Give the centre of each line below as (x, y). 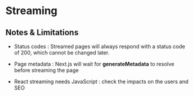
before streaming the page (46, 70)
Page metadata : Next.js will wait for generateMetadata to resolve (94, 64)
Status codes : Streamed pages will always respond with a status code (100, 46)
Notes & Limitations (42, 32)
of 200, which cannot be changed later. (62, 53)
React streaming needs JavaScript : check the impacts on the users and (101, 81)
